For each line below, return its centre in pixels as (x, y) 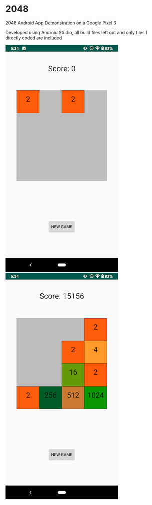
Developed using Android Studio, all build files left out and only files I (76, 32)
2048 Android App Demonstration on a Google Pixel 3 (61, 23)
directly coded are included (34, 38)
